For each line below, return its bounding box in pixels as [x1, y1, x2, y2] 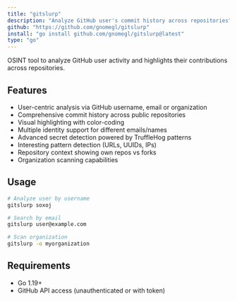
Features [7, 84, 47, 96]
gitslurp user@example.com [7, 221, 87, 228]
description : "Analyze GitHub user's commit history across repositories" [7, 17, 232, 24]
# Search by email [7, 214, 61, 222]
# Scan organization [7, 234, 68, 241]
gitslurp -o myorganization [7, 240, 90, 248]
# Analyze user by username [7, 195, 90, 202]
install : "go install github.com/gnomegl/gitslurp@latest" [7, 30, 185, 38]
